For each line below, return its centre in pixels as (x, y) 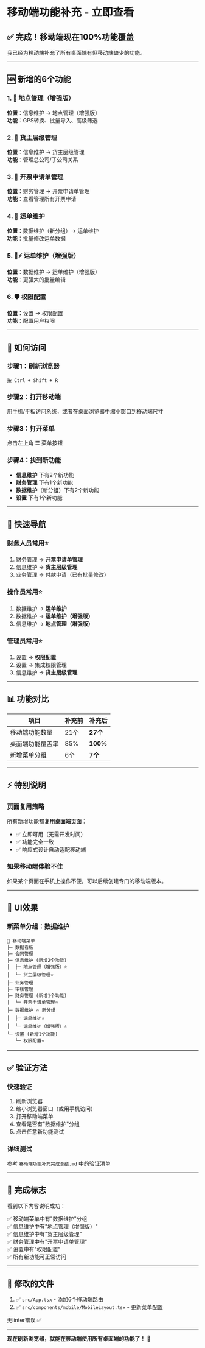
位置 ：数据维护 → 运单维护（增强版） (54, 272)
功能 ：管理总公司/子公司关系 (43, 160)
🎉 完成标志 (26, 1190)
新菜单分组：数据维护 (38, 926)
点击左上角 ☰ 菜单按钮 (35, 443)
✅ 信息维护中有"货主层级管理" (44, 1234)
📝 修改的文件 (30, 1284)
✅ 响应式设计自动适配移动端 (51, 849)
